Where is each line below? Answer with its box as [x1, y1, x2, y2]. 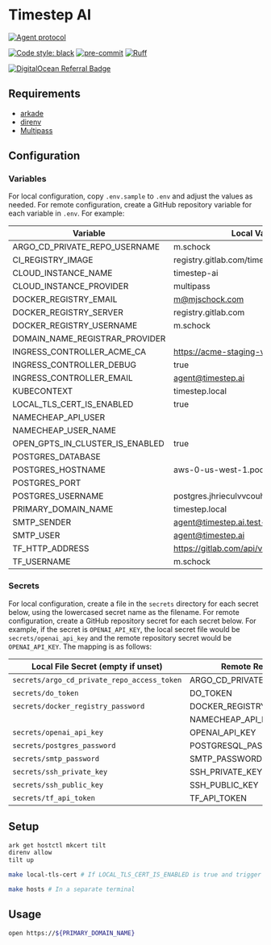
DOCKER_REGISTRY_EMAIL [12, 294, 118, 305]
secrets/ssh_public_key [12, 780, 104, 789]
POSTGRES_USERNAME [12, 491, 104, 502]
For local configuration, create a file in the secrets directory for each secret [8, 599, 259, 608]
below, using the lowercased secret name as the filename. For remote [8, 607, 240, 617]
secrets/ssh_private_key [12, 767, 108, 776]
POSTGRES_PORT [12, 478, 81, 489]
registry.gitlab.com [173, 307, 245, 318]
